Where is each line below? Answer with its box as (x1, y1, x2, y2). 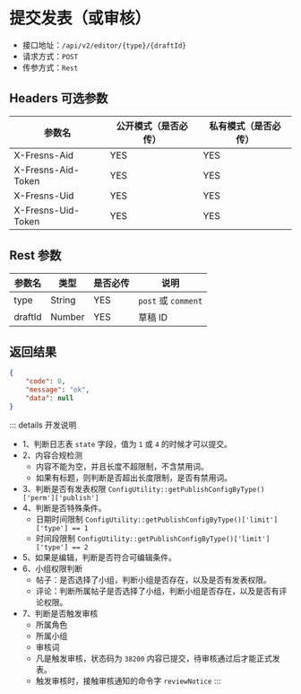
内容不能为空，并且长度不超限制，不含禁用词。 (35, 461, 209, 471)
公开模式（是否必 (116, 119, 188, 132)
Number (50, 311, 85, 323)
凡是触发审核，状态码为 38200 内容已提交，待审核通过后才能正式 (35, 653, 273, 663)
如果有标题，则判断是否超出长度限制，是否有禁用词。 (35, 472, 233, 483)
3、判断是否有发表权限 (21, 483, 107, 494)
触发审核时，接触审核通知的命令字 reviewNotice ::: (35, 675, 221, 686)
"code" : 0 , (25, 377, 66, 386)
